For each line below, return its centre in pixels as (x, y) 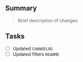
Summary (21, 8)
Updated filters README (36, 54)
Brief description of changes (48, 20)
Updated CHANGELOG (33, 48)
